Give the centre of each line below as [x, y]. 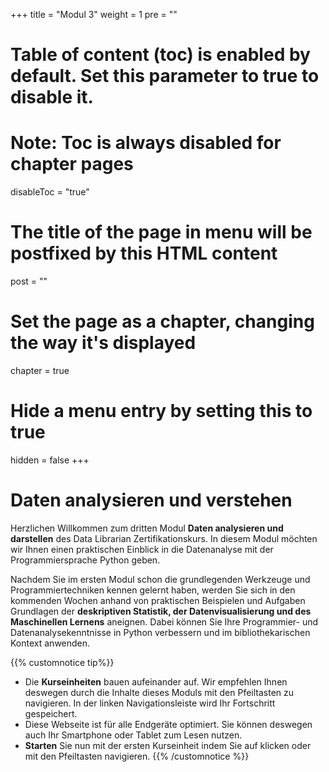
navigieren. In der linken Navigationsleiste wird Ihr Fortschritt [150, 703]
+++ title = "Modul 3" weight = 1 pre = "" [94, 14]
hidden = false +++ [50, 460]
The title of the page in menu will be [161, 232]
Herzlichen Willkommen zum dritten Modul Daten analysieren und [147, 528]
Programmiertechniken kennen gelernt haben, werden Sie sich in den [153, 590]
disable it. [52, 97]
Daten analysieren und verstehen [151, 500]
